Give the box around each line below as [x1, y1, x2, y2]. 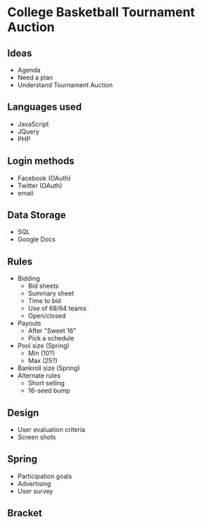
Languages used [7, 101, 82, 113]
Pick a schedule [27, 334, 75, 343]
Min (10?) [27, 349, 55, 357]
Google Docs [17, 235, 56, 243]
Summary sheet [27, 289, 75, 298]
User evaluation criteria [17, 426, 86, 434]
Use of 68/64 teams [27, 304, 87, 313]
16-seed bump [27, 386, 70, 395]
